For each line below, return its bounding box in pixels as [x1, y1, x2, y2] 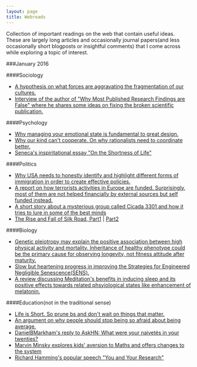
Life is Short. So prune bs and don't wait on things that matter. [14, 310, 165, 317]
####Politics [6, 160, 37, 167]
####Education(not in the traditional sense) [6, 299, 111, 306]
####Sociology [6, 71, 43, 78]
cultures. [14, 89, 36, 96]
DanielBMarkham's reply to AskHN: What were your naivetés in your [14, 329, 179, 336]
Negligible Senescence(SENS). [14, 269, 90, 276]
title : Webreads [6, 14, 46, 20]
